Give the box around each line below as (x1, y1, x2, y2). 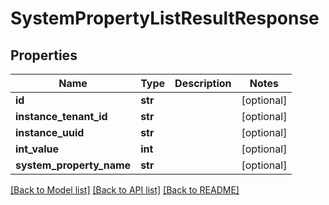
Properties (10, 47, 78, 64)
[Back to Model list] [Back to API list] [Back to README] (10, 184, 240, 196)
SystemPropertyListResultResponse (10, 7, 320, 30)
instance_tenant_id (15, 110, 108, 123)
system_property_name (15, 158, 132, 172)
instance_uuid (15, 126, 85, 139)
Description (174, 77, 232, 90)
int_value (15, 142, 60, 156)
